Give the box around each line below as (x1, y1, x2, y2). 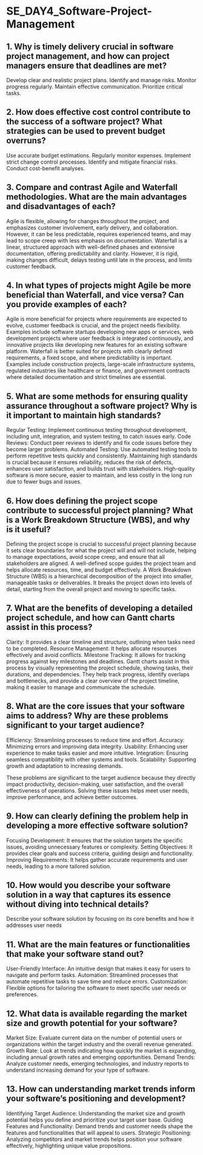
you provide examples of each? (6, 299, 127, 310)
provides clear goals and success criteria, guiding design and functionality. (6, 850, 194, 857)
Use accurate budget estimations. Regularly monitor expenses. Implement (6, 151, 191, 159)
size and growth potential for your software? (6, 1018, 178, 1028)
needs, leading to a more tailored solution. (6, 862, 111, 870)
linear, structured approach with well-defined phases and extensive (6, 243, 175, 251)
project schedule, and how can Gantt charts (6, 612, 175, 623)
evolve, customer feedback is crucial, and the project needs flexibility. (6, 322, 181, 329)
